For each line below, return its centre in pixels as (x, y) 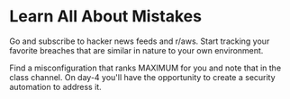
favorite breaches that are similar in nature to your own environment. (136, 50)
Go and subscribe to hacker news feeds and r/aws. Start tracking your (140, 41)
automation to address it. (55, 87)
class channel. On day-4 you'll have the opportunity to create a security (143, 77)
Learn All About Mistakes (106, 16)
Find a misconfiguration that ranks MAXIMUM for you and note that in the (145, 68)
